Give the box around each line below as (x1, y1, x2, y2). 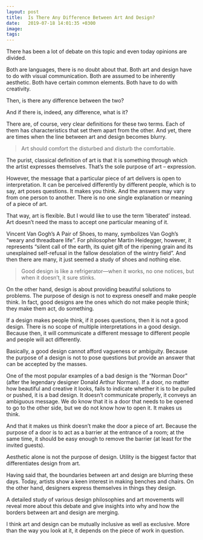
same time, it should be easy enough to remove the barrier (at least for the (6, 436, 192, 443)
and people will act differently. (6, 336, 82, 343)
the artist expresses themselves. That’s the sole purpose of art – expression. (6, 163, 196, 170)
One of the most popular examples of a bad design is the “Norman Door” (6, 372, 188, 379)
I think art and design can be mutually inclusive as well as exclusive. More (6, 521, 190, 528)
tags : (6, 31, 20, 37)
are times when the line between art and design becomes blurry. (6, 133, 167, 141)
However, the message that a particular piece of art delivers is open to (6, 175, 181, 182)
